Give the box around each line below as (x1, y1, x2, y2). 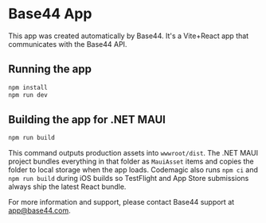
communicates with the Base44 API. (8, 39, 127, 48)
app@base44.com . (8, 206, 72, 215)
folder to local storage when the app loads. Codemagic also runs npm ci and (8, 165, 259, 175)
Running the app (8, 63, 92, 76)
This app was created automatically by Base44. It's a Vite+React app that (8, 31, 249, 40)
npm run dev (8, 90, 48, 99)
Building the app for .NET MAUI (8, 113, 166, 126)
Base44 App (8, 5, 92, 23)
